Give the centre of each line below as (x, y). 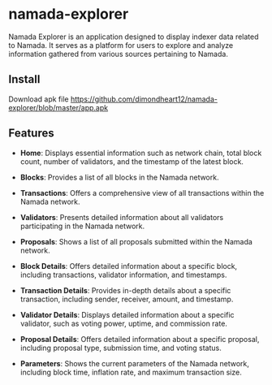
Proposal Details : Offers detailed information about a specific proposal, (140, 339)
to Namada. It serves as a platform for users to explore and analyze (121, 45)
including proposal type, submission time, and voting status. (121, 348)
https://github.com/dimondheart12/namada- (144, 99)
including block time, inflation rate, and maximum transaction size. (131, 372)
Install (24, 79)
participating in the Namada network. (82, 226)
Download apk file (39, 99)
